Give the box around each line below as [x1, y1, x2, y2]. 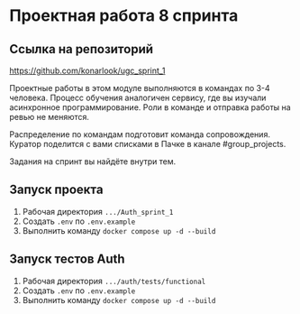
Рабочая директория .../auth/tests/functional [22, 275, 206, 286]
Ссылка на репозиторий [9, 42, 154, 57]
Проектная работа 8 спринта [9, 5, 239, 26]
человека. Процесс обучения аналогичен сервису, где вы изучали [9, 92, 267, 103]
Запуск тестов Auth [9, 252, 125, 267]
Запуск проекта [9, 182, 104, 198]
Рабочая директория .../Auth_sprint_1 [22, 206, 174, 217]
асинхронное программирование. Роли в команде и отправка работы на [9, 102, 291, 113]
